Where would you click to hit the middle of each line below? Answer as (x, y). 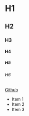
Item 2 (18, 104)
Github (11, 89)
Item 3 (18, 109)
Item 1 (18, 99)
